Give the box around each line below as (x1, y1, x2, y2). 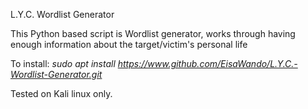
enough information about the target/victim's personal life (10, 39, 248, 50)
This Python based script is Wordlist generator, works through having (10, 28, 296, 39)
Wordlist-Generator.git (10, 69, 103, 80)
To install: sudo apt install (10, 58, 116, 69)
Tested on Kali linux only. (10, 88, 113, 99)
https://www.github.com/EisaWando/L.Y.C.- (117, 58, 298, 69)
